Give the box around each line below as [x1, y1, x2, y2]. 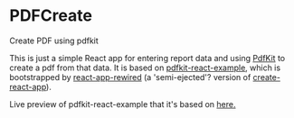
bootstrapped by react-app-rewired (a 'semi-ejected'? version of [9, 71, 251, 82]
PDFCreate [9, 5, 93, 26]
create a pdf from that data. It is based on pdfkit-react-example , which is [9, 62, 281, 73]
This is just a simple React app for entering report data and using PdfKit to [9, 52, 286, 63]
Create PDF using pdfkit [9, 35, 100, 46]
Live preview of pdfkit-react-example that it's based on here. [9, 98, 236, 109]
